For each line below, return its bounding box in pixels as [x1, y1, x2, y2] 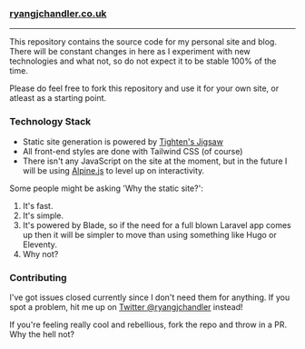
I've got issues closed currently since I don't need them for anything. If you [9, 292, 290, 303]
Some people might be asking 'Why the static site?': [9, 183, 204, 194]
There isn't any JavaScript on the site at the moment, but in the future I [22, 155, 288, 166]
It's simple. [22, 210, 64, 221]
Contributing [9, 271, 67, 284]
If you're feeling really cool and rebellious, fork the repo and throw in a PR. [9, 319, 288, 330]
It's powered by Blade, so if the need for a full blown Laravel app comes [22, 219, 292, 230]
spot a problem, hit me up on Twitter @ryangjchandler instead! [9, 301, 243, 312]
